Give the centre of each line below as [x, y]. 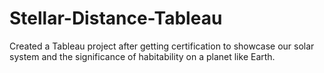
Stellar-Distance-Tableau [116, 18]
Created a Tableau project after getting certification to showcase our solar [162, 46]
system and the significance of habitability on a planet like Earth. [142, 56]
